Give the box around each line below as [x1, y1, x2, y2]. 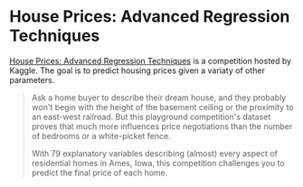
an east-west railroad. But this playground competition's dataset [31, 111, 271, 122]
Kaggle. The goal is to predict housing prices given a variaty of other [9, 65, 265, 76]
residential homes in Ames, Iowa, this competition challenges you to [31, 157, 285, 168]
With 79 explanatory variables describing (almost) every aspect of [31, 147, 279, 159]
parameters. [9, 74, 55, 85]
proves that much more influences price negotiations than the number [31, 120, 293, 132]
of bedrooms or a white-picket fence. [31, 130, 172, 141]
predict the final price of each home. [31, 167, 168, 178]
